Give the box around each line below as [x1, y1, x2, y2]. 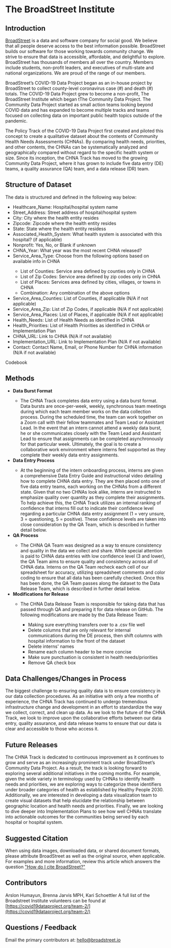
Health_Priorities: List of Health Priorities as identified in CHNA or [12, 322, 151, 328]
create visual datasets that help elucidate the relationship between [5, 797, 145, 804]
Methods [5, 374, 35, 383]
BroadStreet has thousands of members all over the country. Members [5, 59, 154, 65]
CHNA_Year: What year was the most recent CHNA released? [12, 247, 142, 253]
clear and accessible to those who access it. [5, 726, 99, 732]
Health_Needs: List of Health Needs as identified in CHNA [12, 317, 135, 323]
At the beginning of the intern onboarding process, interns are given [20, 467, 164, 473]
